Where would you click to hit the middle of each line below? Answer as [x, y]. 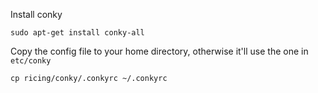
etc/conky [31, 61]
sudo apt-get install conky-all [77, 33]
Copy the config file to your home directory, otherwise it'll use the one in [159, 51]
